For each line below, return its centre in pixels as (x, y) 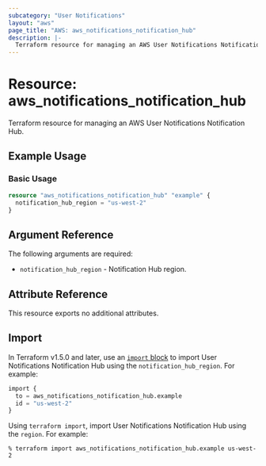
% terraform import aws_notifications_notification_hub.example (116, 449)
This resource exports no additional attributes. (84, 313)
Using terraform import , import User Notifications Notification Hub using (127, 426)
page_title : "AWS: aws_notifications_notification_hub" (102, 30)
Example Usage (47, 157)
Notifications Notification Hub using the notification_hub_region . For (122, 365)
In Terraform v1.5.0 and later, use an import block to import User (113, 357)
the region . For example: (48, 434)
